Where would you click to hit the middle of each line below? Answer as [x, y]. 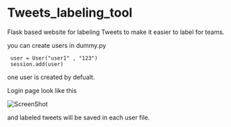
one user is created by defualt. [51, 77]
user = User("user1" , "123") [54, 58]
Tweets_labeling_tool [70, 13]
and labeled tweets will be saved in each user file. [79, 117]
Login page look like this [42, 90]
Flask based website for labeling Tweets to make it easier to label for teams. [116, 32]
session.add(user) [37, 64]
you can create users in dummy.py [57, 45]
